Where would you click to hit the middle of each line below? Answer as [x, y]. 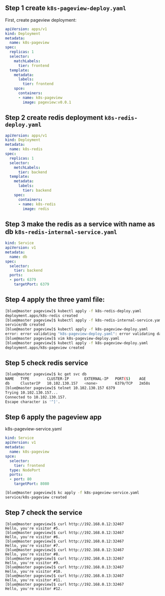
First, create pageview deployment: [41, 20]
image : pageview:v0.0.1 [47, 102]
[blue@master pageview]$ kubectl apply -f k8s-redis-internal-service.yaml [84, 320]
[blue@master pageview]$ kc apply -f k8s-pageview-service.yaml [72, 493]
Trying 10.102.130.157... [31, 393]
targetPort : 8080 [32, 484]
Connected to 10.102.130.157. [36, 397]
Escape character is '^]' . [33, 402]
